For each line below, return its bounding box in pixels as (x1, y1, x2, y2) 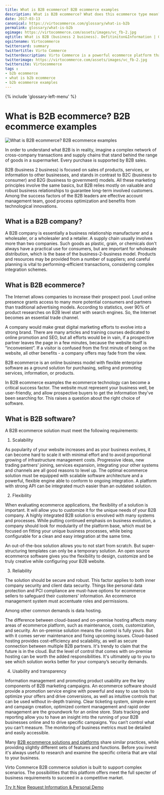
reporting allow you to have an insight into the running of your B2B (5, 714, 139, 720)
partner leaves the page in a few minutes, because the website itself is (5, 340, 147, 346)
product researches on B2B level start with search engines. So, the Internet (5, 310, 156, 315)
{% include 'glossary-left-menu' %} (5, 94, 77, 99)
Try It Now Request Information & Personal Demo (5, 784, 104, 790)
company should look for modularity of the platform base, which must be (5, 523, 152, 529)
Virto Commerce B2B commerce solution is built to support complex (5, 765, 142, 770)
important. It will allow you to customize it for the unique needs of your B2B (5, 507, 156, 513)
